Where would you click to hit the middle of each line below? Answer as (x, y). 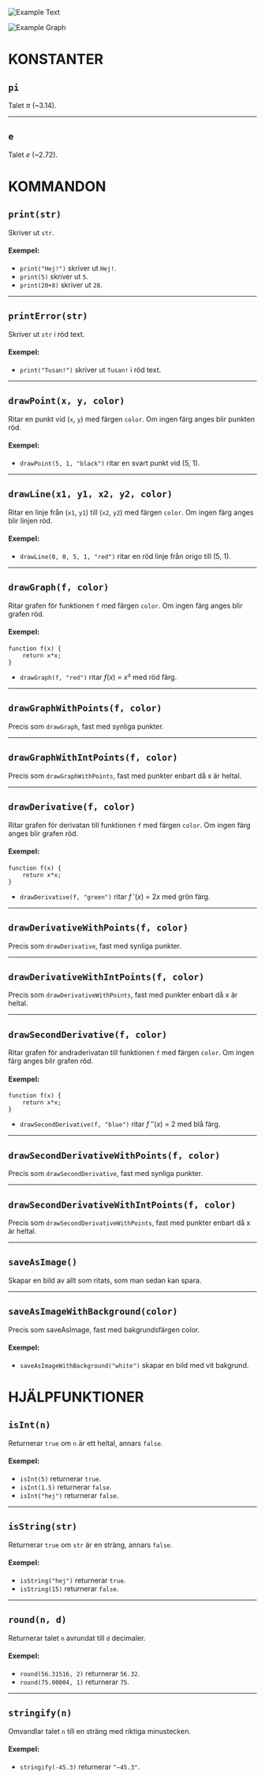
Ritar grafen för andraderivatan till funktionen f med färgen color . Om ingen (131, 1053)
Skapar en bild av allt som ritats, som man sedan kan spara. (105, 1280)
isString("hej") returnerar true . (73, 1581)
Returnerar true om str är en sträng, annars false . (90, 1545)
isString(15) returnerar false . (69, 1589)
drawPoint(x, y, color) (67, 401)
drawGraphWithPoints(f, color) (85, 708)
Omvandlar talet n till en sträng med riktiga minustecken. (100, 1731)
